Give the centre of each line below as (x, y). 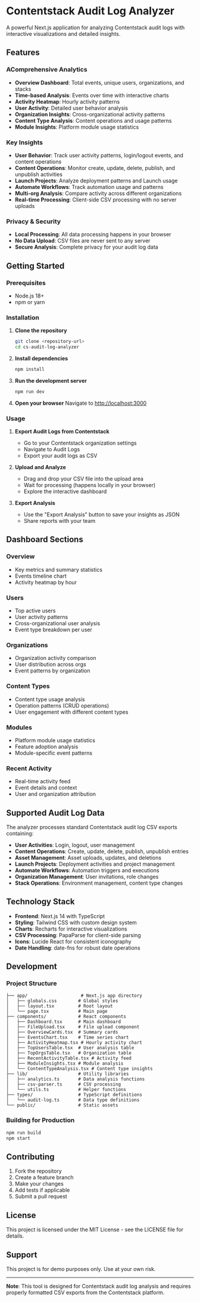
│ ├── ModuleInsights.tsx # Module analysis (65, 1064)
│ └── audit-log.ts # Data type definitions (73, 1100)
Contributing (30, 1157)
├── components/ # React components (66, 1017)
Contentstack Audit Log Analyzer (90, 11)
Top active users (35, 610)
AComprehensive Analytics (47, 70)
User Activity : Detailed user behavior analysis (71, 108)
